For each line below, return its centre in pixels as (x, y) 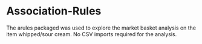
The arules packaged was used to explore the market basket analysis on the (101, 28)
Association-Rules (54, 11)
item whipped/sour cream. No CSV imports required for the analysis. (92, 34)
